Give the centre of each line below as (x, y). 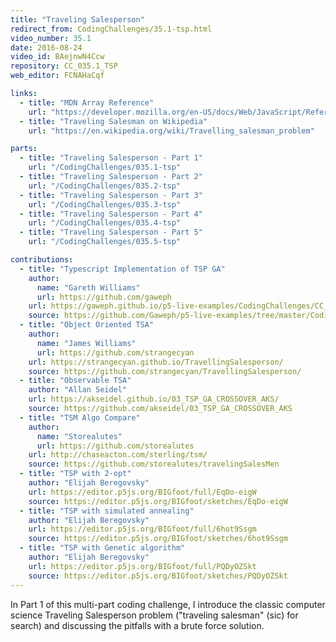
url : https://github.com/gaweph (104, 297)
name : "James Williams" (86, 343)
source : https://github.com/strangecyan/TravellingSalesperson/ (165, 371)
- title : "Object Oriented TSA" (87, 325)
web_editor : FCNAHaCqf (57, 76)
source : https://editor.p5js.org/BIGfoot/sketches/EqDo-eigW (158, 501)
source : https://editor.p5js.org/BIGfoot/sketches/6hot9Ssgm (158, 539)
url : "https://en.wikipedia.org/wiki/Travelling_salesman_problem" (171, 131)
